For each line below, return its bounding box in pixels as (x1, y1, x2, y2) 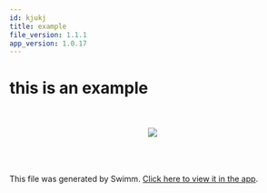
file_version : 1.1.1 (9, 30, 88, 39)
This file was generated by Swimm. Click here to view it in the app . (9, 174, 259, 185)
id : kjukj (9, 13, 47, 23)
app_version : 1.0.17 (9, 38, 88, 48)
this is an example (9, 78, 148, 98)
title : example (9, 22, 67, 31)
